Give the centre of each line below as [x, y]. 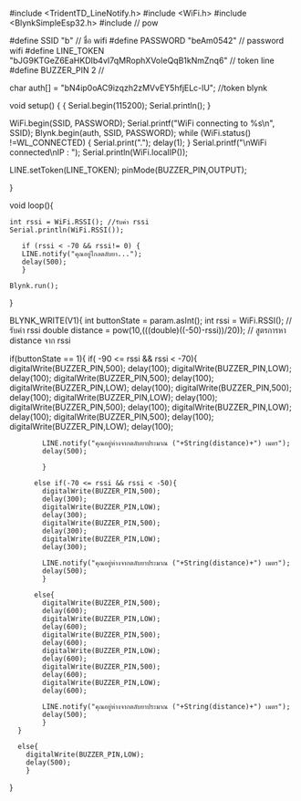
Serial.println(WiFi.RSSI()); [67, 230]
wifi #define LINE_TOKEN [57, 51]
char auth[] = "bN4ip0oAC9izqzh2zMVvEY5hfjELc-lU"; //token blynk [139, 88]
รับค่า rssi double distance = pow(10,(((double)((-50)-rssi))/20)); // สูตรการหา [148, 330]
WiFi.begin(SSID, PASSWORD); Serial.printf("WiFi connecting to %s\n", [142, 123]
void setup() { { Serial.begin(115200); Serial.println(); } [110, 105]
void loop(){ [31, 205]
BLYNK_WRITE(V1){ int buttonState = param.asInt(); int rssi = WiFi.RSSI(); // [150, 320]
